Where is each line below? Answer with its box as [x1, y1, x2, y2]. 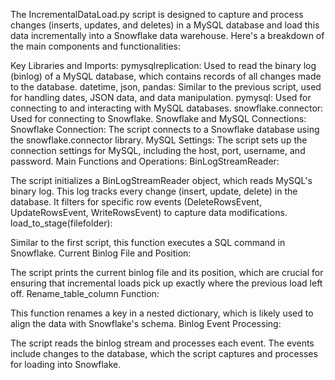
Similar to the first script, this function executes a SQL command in [10, 237, 286, 248]
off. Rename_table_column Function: [10, 288, 160, 299]
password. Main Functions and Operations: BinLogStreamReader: [10, 155, 280, 167]
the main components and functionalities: [10, 40, 181, 52]
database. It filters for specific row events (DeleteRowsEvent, [10, 196, 262, 208]
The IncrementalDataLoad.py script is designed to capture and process [10, 9, 304, 20]
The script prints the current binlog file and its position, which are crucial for [10, 267, 324, 278]
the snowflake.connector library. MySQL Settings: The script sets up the [10, 134, 308, 146]
